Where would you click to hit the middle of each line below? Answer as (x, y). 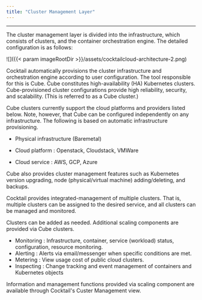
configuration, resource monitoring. (59, 246)
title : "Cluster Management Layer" (51, 12)
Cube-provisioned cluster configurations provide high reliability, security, (97, 90)
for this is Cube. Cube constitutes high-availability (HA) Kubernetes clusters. (101, 83)
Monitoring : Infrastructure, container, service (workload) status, (94, 240)
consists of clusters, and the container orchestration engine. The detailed (97, 41)
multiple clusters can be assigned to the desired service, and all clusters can (101, 204)
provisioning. (22, 127)
